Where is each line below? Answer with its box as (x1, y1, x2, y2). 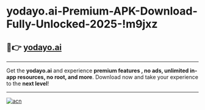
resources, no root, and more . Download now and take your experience (17, 74, 198, 80)
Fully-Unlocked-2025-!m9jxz (6, 17, 158, 31)
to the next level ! (6, 80, 49, 87)
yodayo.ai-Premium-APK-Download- (6, 4, 198, 18)
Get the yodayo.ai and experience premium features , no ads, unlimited (6, 67, 189, 74)
